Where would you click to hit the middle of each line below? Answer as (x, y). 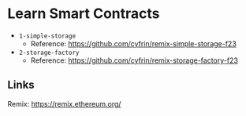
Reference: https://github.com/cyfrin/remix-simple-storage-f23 (134, 43)
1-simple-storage (47, 36)
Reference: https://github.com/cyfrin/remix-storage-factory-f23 (134, 60)
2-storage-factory (49, 53)
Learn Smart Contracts (84, 14)
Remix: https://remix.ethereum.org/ (64, 103)
